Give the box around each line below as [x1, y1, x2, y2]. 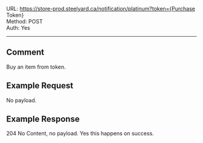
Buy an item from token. [6, 63, 66, 70]
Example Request [6, 81, 74, 91]
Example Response [6, 114, 80, 124]
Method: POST [6, 18, 43, 25]
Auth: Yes [6, 24, 30, 31]
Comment [6, 47, 45, 58]
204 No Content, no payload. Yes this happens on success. [6, 130, 154, 137]
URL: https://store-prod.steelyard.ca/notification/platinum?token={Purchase [6, 5, 195, 12]
